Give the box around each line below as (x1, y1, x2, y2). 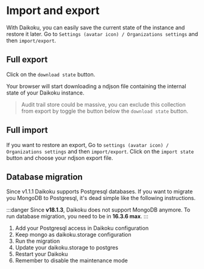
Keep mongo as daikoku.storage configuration (15, 231, 132, 239)
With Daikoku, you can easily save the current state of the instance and (6, 24, 185, 31)
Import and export (6, 4, 100, 18)
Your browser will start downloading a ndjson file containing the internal (6, 82, 187, 90)
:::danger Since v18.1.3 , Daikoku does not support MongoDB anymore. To (6, 206, 191, 213)
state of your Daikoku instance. (6, 89, 85, 96)
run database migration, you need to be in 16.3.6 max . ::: (6, 213, 149, 220)
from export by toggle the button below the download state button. (21, 107, 189, 115)
